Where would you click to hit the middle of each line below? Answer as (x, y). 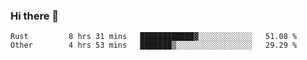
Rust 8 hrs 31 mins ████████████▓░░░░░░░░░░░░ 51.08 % (154, 37)
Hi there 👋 (35, 16)
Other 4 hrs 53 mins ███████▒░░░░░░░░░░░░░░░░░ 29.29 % (154, 45)
